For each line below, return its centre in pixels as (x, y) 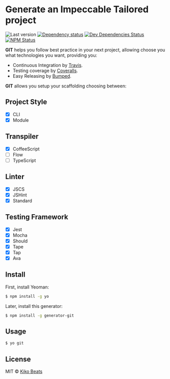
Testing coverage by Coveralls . (45, 71)
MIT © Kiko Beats (24, 371)
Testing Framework (37, 217)
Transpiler (22, 137)
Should (20, 241)
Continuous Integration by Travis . (48, 65)
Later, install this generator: (34, 306)
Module (21, 120)
